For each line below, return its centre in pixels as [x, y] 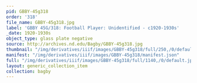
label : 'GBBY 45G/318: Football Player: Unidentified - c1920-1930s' [93, 28]
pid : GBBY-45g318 [27, 11]
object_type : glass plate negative [50, 39]
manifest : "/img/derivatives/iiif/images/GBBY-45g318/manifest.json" [93, 55]
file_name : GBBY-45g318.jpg [40, 22]
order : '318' [22, 17]
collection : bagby [28, 71]
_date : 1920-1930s [28, 33]
